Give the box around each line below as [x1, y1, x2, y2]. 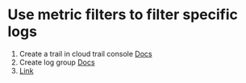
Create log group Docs [19, 57, 95, 67]
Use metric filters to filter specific [7, 6, 239, 24]
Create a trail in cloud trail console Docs [19, 49, 152, 58]
